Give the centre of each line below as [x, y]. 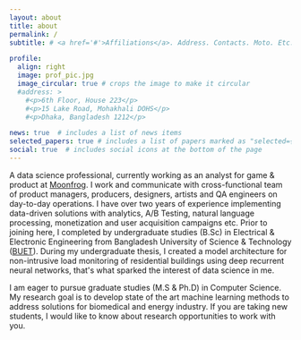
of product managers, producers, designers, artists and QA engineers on [143, 194]
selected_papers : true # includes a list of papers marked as [128, 141]
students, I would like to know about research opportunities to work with [142, 316]
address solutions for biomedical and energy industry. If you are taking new [149, 306]
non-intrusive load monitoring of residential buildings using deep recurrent [147, 260]
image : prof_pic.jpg [56, 76]
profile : [26, 59]
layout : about [36, 17]
